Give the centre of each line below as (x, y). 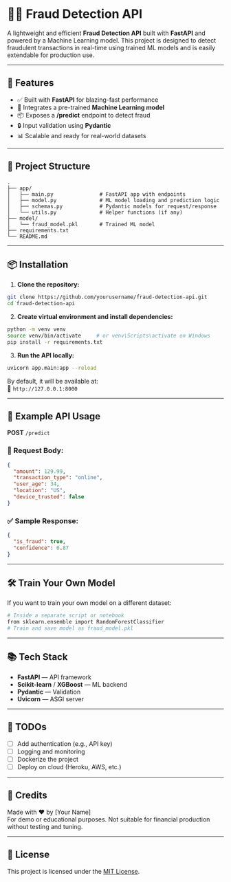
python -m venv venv (37, 329)
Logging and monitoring (51, 751)
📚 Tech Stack (37, 657)
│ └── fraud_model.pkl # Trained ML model (81, 224)
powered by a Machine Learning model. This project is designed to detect (112, 40)
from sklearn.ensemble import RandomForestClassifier (86, 622)
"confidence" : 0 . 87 (41, 548)
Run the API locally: (45, 355)
